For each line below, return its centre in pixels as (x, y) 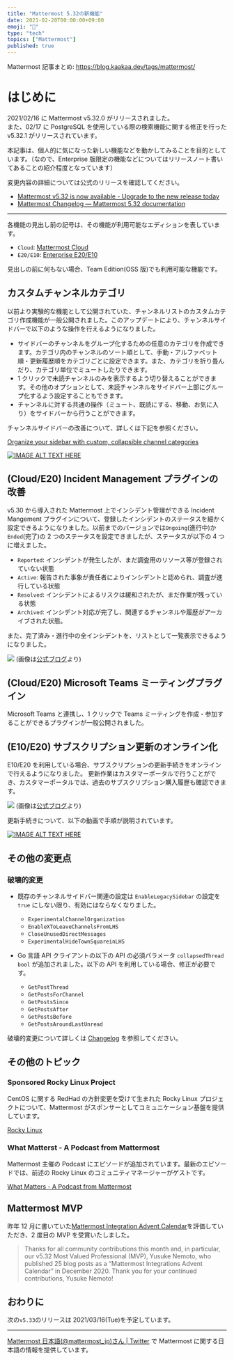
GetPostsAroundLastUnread (65, 1024)
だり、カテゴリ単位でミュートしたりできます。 (84, 369)
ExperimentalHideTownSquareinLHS (76, 941)
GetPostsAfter (48, 1009)
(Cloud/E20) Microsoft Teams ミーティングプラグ (115, 683)
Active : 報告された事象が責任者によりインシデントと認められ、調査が (117, 577)
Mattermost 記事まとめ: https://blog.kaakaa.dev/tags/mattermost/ (101, 67)
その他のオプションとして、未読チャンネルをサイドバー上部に (117, 386)
